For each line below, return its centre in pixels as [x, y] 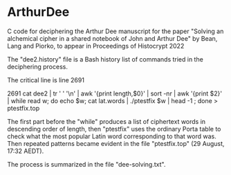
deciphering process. [37, 66]
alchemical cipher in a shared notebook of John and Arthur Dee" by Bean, [112, 38]
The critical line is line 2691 [46, 80]
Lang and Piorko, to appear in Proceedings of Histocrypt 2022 [96, 46]
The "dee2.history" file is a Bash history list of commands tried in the [105, 59]
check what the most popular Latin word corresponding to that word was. [112, 136]
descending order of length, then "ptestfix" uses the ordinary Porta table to [114, 129]
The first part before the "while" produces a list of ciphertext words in [107, 121]
